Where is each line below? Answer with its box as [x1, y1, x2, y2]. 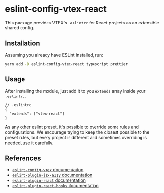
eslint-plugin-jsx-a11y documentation [12, 172, 93, 178]
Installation [5, 39, 40, 48]
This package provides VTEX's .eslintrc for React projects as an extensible [5, 20, 159, 25]
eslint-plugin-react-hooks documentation [12, 183, 99, 189]
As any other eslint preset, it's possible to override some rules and [5, 124, 139, 130]
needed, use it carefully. [5, 140, 54, 145]
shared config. [5, 24, 35, 30]
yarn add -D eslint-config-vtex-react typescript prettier [5, 61, 128, 67]
